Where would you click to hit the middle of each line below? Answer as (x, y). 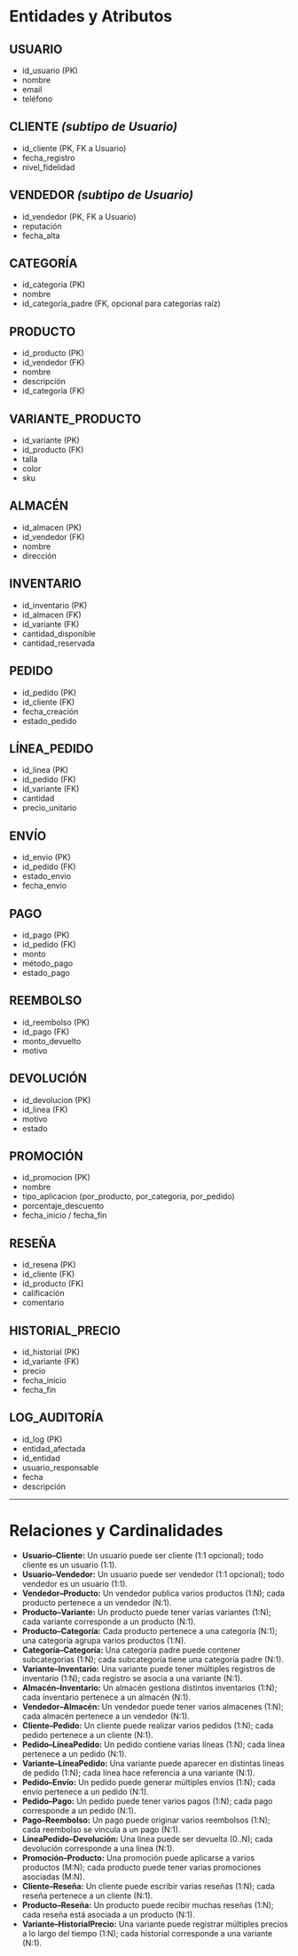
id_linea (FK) (45, 1109)
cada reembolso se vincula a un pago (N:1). (101, 1829)
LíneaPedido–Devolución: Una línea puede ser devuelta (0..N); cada (147, 1839)
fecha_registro (48, 157)
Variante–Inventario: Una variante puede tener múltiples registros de (149, 1669)
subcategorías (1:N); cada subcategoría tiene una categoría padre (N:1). (153, 1659)
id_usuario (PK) (50, 70)
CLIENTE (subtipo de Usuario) (94, 127)
